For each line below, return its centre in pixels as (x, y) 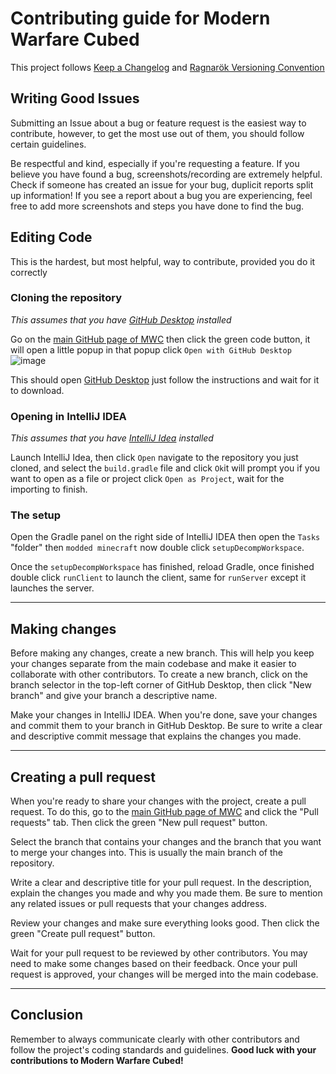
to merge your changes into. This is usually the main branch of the (146, 853)
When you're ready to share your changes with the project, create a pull (158, 801)
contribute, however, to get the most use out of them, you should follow (157, 133)
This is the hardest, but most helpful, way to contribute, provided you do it (163, 261)
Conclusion (47, 1015)
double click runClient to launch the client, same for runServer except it (158, 578)
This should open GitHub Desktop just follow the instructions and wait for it (165, 379)
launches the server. (52, 588)
